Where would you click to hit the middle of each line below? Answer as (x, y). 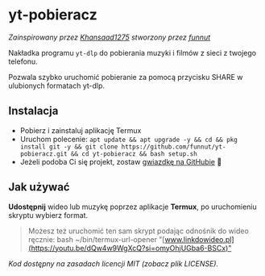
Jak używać (39, 187)
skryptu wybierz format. (48, 215)
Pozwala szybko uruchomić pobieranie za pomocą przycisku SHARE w (126, 77)
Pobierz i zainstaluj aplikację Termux (81, 130)
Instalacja (33, 111)
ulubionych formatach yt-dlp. (57, 86)
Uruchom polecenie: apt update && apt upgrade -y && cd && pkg (128, 139)
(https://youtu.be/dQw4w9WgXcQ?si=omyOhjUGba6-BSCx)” (130, 248)
